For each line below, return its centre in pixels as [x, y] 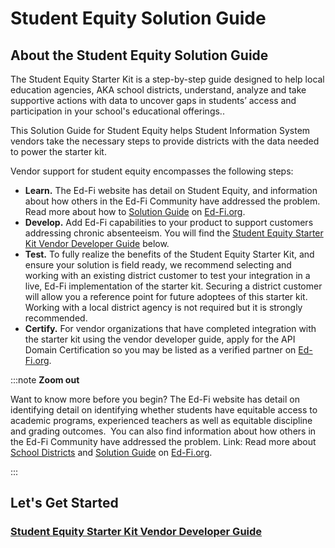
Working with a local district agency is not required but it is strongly [163, 307]
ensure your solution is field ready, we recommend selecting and [158, 265]
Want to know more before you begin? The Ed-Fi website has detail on [155, 399]
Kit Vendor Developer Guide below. [97, 243]
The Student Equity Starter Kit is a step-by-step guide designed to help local [167, 79]
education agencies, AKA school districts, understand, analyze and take [158, 90]
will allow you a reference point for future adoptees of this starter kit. [166, 296]
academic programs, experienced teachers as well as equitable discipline [161, 420]
